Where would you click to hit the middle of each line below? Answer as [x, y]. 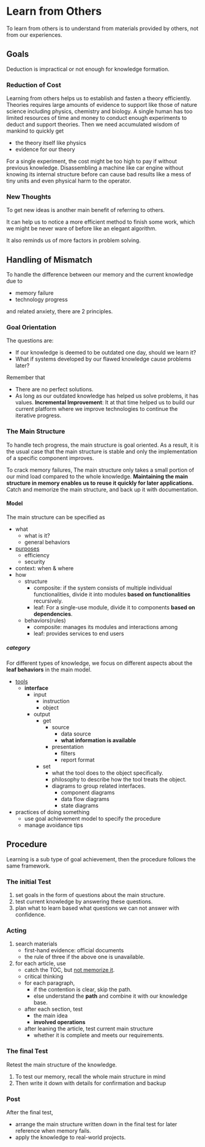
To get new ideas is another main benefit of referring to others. [86, 210]
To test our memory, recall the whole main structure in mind [91, 1076]
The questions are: [30, 341]
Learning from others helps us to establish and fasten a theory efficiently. [99, 98]
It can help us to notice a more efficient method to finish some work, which [101, 222]
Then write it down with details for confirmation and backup [91, 1083]
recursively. [48, 601]
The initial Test [29, 882]
